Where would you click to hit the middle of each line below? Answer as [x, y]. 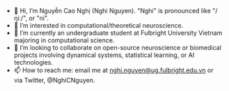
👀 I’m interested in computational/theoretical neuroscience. [98, 25]
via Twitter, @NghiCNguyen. [54, 80]
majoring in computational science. [64, 40]
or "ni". [39, 18]
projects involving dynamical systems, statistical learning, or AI [104, 55]
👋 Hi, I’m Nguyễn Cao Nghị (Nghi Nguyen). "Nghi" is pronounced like [112, 11]
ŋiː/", [21, 18]
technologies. [33, 62]
